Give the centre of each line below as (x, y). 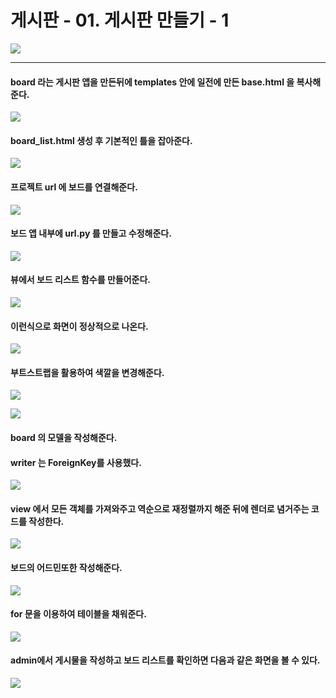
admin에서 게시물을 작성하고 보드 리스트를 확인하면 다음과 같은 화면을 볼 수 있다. (165, 660)
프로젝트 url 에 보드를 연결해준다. (74, 187)
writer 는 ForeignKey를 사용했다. (76, 462)
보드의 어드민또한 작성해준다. (66, 567)
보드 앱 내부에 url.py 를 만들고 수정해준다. (91, 233)
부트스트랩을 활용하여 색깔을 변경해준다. (87, 372)
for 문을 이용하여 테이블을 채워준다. (78, 614)
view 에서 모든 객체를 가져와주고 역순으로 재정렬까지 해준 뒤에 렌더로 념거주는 (160, 508)
